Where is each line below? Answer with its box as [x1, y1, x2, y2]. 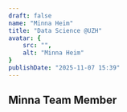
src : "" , [23, 42, 52, 50]
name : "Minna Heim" [8, 19, 74, 27]
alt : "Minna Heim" [23, 49, 84, 57]
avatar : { [8, 34, 42, 42]
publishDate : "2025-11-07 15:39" [8, 64, 121, 72]
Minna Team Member [8, 94, 117, 107]
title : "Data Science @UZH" [8, 26, 103, 34]
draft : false [8, 11, 52, 20]
